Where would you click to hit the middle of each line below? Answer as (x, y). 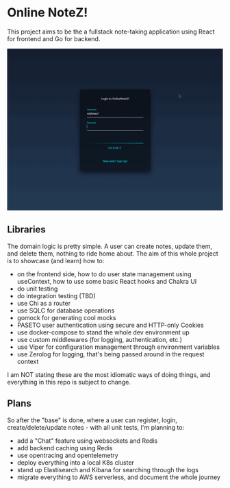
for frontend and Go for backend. (54, 38)
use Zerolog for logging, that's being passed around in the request (111, 354)
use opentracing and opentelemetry (67, 455)
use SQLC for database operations (66, 310)
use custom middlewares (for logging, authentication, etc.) (100, 339)
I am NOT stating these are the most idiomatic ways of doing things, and (109, 374)
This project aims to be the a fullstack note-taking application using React (111, 32)
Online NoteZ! (48, 13)
